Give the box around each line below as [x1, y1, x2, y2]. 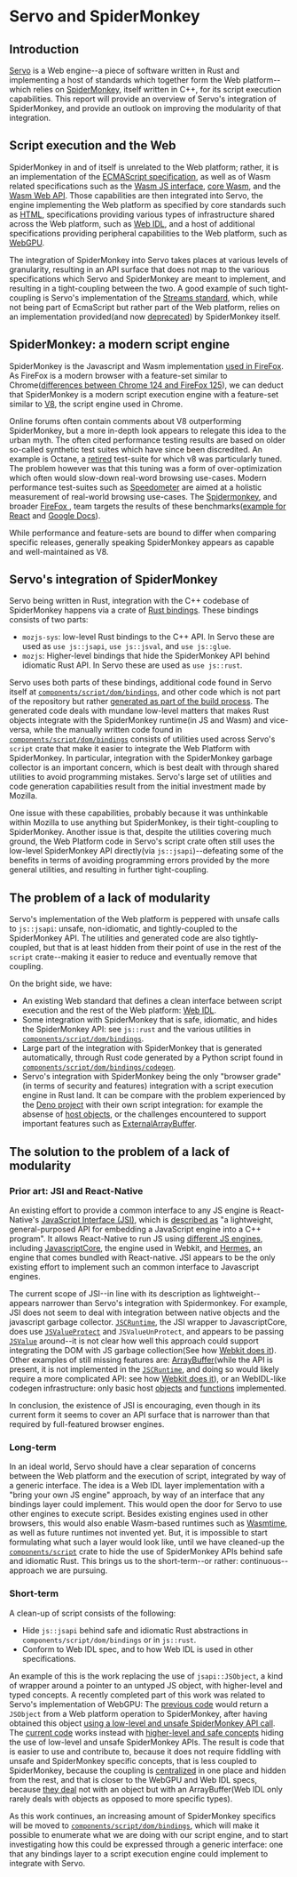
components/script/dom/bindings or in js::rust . [21, 1634, 197, 1645]
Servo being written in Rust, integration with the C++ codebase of [9, 596, 250, 606]
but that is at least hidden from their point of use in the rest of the [43, 943, 282, 953]
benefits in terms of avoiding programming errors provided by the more [9, 855, 270, 866]
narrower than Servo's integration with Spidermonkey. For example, [41, 1297, 288, 1308]
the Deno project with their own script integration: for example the [21, 1100, 263, 1111]
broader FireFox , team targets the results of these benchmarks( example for [9, 501, 286, 511]
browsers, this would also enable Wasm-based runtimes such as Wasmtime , [9, 1518, 288, 1528]
